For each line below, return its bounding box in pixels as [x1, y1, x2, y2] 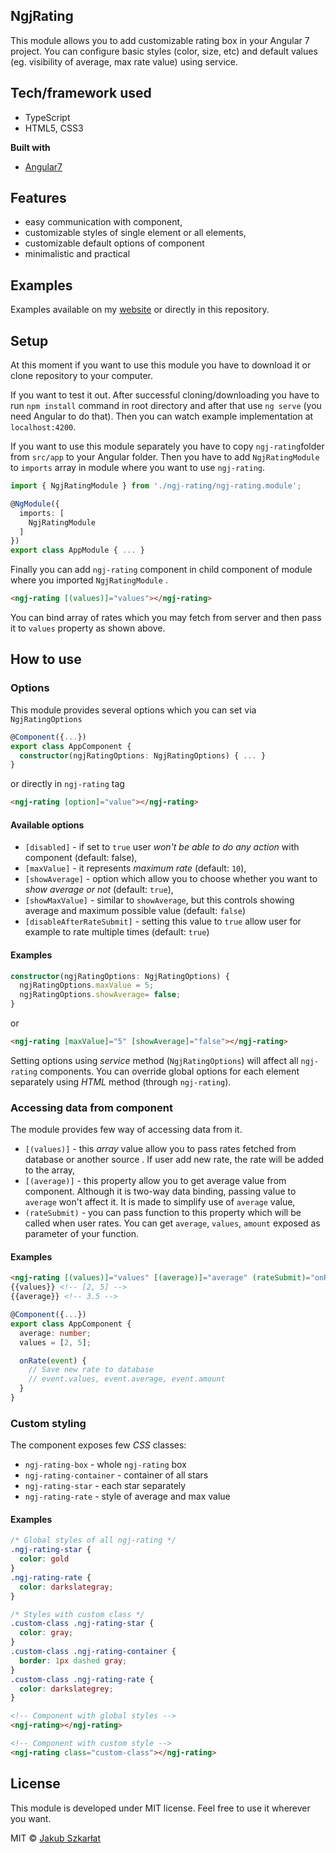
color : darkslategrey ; [19, 1684, 114, 1694]
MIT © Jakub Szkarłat [10, 1832, 102, 1844]
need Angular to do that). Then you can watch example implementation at [10, 410, 314, 423]
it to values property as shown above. [10, 622, 166, 634]
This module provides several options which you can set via [10, 704, 257, 716]
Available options [10, 819, 85, 831]
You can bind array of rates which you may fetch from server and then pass [10, 612, 322, 624]
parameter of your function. [24, 1228, 140, 1240]
